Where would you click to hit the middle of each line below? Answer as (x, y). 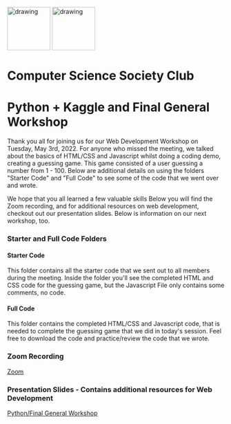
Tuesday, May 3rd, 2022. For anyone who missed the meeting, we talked (110, 149)
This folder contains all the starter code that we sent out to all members (109, 270)
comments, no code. (36, 293)
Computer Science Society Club (101, 76)
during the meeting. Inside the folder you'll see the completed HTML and (110, 278)
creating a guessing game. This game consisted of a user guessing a (105, 163)
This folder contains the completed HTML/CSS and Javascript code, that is (114, 324)
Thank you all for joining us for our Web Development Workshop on (103, 141)
